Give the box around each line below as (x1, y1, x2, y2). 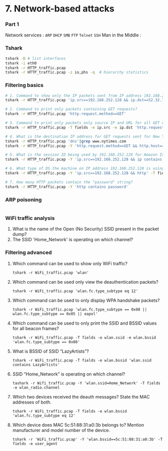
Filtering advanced (5, 249, 52, 256)
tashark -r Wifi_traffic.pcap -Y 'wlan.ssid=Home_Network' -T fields (12, 381, 161, 386)
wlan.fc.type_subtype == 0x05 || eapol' (12, 311, 98, 316)
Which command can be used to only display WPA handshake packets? (12, 297, 160, 303)
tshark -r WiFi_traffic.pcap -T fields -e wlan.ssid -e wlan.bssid (12, 335, 156, 340)
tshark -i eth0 (5, 60, 37, 65)
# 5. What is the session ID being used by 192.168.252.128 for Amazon (5, 152, 157, 157)
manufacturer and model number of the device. (12, 427, 110, 433)
